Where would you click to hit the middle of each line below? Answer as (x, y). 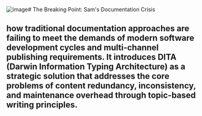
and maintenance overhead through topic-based (101, 96)
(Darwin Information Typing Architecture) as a (96, 67)
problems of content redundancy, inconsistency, (101, 86)
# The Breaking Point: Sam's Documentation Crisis (92, 9)
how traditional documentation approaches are (98, 28)
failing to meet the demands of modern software (100, 38)
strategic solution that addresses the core (88, 76)
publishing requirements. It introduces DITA (92, 57)
